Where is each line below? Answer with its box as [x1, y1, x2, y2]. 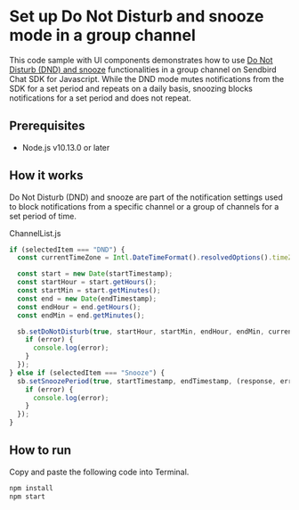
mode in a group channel [9, 25, 196, 45]
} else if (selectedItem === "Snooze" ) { [9, 368, 166, 377]
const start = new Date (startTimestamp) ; [17, 269, 174, 278]
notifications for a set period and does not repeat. [9, 92, 191, 103]
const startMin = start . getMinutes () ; [17, 286, 162, 295]
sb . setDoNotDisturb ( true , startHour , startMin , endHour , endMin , [17, 327, 265, 336]
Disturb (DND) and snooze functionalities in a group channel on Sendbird [9, 64, 278, 75]
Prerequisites [9, 119, 85, 134]
